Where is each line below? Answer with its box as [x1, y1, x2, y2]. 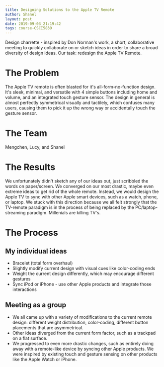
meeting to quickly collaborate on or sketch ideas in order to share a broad [5, 45, 158, 51]
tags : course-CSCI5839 [5, 26, 52, 31]
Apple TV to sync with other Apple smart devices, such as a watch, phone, [5, 193, 158, 199]
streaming [5, 209, 26, 215]
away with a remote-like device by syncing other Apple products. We [12, 346, 154, 352]
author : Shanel [5, 12, 37, 17]
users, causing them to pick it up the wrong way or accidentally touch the [5, 105, 156, 111]
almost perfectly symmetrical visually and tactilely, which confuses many [5, 100, 155, 106]
